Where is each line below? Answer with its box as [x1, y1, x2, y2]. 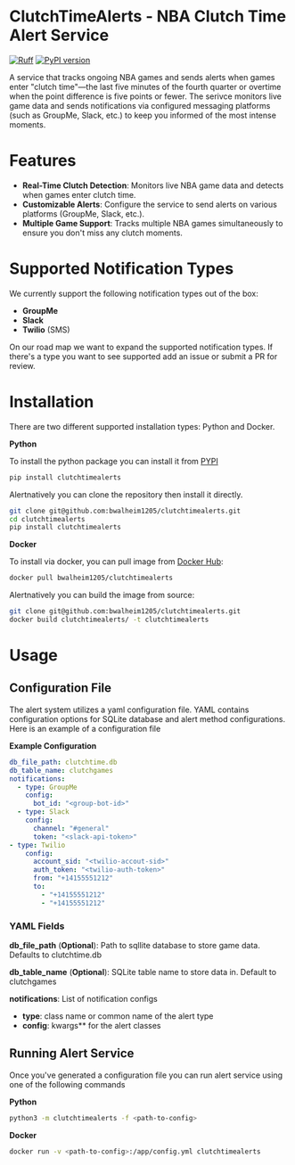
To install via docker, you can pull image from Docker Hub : [9, 556, 225, 567]
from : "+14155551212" [32, 874, 114, 883]
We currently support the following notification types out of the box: [9, 288, 258, 299]
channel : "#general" [32, 824, 110, 833]
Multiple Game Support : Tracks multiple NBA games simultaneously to [21, 217, 283, 228]
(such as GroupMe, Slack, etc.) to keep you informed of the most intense [9, 110, 276, 120]
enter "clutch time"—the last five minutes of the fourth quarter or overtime [9, 81, 282, 92]
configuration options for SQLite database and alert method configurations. [9, 713, 286, 724]
